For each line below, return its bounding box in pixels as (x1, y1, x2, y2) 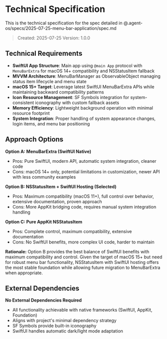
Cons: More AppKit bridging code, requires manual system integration (12, 204, 157, 210)
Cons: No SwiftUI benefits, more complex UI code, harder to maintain (12, 239, 155, 245)
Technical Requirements (5, 49, 83, 58)
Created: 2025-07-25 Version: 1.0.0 (17, 35, 91, 41)
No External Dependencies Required (5, 297, 82, 303)
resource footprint (12, 110, 50, 116)
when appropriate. (5, 270, 43, 276)
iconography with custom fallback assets (35, 100, 120, 106)
